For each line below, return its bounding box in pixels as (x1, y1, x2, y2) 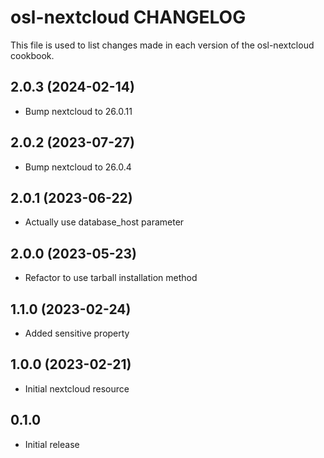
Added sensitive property (24, 327, 130, 339)
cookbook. (10, 49, 55, 61)
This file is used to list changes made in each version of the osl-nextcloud (10, 39, 315, 51)
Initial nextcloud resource (24, 382, 130, 395)
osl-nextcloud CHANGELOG (10, 6, 247, 29)
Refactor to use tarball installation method (24, 272, 198, 284)
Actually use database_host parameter (24, 216, 185, 228)
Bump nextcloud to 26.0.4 (24, 161, 132, 173)
